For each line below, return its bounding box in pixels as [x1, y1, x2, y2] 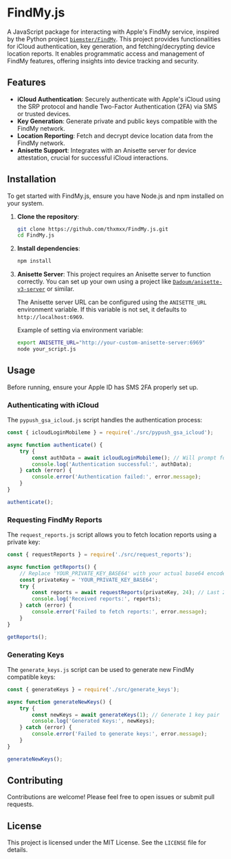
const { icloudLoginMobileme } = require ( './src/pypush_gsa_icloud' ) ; [7, 429, 214, 436]
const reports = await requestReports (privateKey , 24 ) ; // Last [32, 589, 220, 596]
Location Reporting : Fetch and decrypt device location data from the [16, 131, 213, 140]
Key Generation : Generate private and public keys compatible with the [16, 117, 218, 125]
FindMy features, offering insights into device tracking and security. [7, 56, 199, 65]
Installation [7, 173, 56, 185]
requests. [7, 800, 34, 809]
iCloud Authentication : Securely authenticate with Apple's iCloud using [16, 95, 221, 103]
